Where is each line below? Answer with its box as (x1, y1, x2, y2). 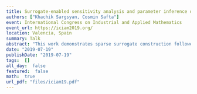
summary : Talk (6, 36, 41, 41)
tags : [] (6, 57, 30, 63)
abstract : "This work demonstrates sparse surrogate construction (6, 41, 172, 47)
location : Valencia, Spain (6, 30, 72, 36)
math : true (6, 74, 35, 79)
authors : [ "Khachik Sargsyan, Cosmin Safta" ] (6, 14, 119, 20)
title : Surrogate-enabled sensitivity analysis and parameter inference (6, 8, 188, 15)
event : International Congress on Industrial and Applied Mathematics (6, 19, 182, 25)
